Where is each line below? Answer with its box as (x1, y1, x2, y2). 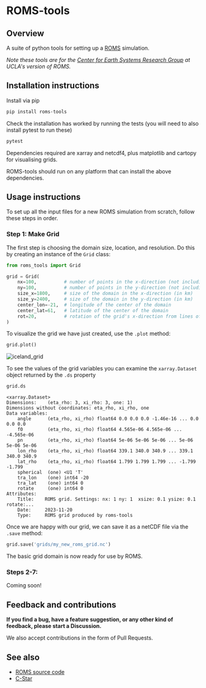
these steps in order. (6, 215, 58, 222)
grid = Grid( (6, 273, 40, 280)
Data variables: (6, 410, 48, 417)
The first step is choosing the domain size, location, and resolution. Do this (6, 243, 195, 251)
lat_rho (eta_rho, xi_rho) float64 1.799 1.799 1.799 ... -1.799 (17, 459, 196, 465)
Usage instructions (6, 191, 81, 202)
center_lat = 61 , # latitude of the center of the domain (17, 307, 169, 313)
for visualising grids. (6, 156, 58, 163)
